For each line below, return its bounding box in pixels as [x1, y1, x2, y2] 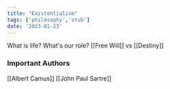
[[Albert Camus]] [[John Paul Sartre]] [7, 74, 111, 82]
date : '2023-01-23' [7, 23, 63, 29]
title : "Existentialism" [7, 10, 78, 17]
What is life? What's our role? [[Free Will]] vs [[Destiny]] [7, 42, 164, 50]
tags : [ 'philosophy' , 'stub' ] [7, 16, 90, 23]
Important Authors [7, 59, 70, 68]
